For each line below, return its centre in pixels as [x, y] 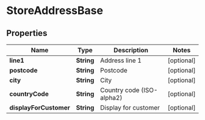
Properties [27, 33]
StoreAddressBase [55, 11]
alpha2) [111, 98]
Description [131, 50]
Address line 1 [121, 60]
